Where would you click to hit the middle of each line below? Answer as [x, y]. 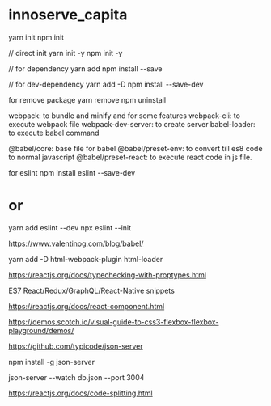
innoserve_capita [68, 15]
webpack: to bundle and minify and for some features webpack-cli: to [125, 116]
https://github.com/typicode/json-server [76, 346]
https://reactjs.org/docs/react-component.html [87, 306]
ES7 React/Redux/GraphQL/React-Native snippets [92, 290]
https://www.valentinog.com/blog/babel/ [76, 243]
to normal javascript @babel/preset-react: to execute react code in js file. [130, 157]
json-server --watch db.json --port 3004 [76, 377]
